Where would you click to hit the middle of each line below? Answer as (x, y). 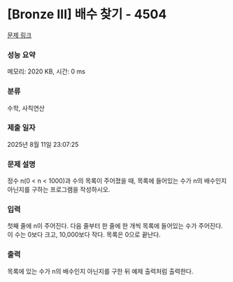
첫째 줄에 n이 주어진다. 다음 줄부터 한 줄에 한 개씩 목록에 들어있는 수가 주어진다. (115, 226)
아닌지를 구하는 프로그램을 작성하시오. (59, 190)
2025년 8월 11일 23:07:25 (43, 144)
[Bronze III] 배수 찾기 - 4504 (87, 14)
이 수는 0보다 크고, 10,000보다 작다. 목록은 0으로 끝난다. (84, 234)
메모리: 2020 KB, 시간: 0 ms (46, 71)
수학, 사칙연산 (26, 108)
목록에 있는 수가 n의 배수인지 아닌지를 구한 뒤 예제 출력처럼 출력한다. (100, 271)
